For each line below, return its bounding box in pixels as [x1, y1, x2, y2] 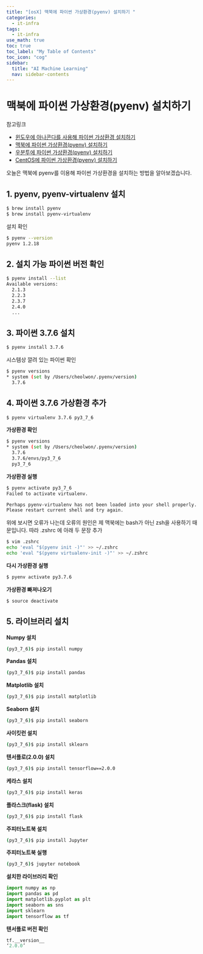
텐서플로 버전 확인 [6, 925, 49, 932]
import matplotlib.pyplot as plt [6, 896, 91, 902]
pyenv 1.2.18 [6, 240, 40, 247]
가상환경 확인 [6, 426, 38, 433]
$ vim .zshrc [6, 539, 40, 545]
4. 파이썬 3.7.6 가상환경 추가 [6, 398, 106, 409]
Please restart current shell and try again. [6, 507, 123, 513]
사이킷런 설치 [6, 729, 38, 737]
